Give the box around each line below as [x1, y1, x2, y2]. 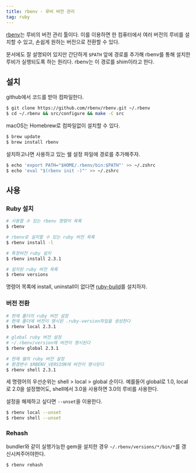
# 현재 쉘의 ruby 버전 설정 [6, 356, 65, 361]
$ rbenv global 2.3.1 [6, 345, 59, 351]
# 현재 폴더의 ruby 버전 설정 [6, 313, 69, 319]
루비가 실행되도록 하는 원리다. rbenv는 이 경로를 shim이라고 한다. [6, 58, 155, 65]
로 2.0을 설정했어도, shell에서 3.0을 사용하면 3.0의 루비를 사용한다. [6, 386, 159, 393]
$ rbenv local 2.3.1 [6, 324, 57, 330]
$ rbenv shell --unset [6, 415, 61, 421]
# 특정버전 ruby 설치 [6, 250, 51, 256]
